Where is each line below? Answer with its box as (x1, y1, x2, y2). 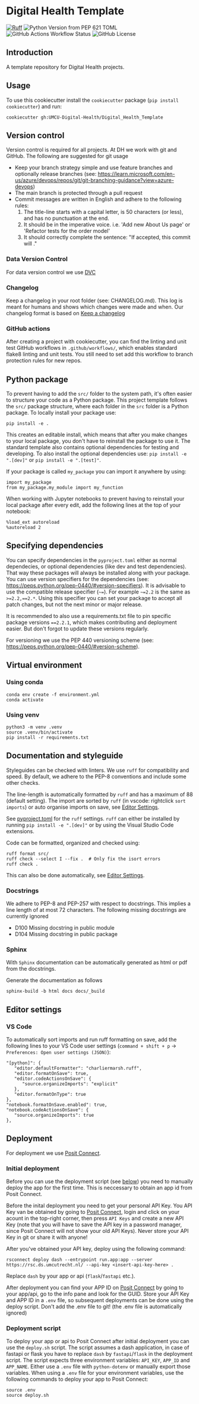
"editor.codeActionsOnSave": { (14, 1076, 92, 1082)
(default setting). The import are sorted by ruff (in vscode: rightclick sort (6, 797, 186, 804)
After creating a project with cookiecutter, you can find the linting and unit (6, 338, 187, 345)
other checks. (6, 779, 40, 786)
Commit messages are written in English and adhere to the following (14, 195, 182, 203)
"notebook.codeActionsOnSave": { (6, 1107, 89, 1113)
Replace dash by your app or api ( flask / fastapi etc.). (6, 1272, 135, 1279)
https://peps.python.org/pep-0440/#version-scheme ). (6, 642, 140, 650)
